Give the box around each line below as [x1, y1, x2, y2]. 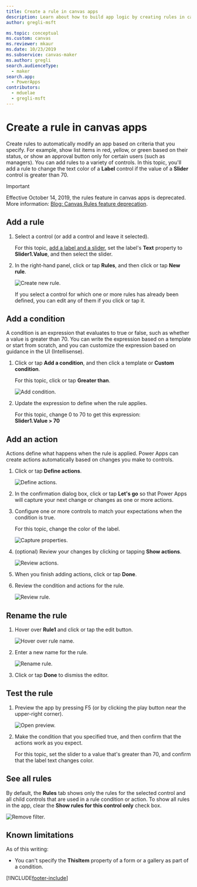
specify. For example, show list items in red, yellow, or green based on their [6, 146, 188, 153]
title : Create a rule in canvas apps [6, 8, 98, 15]
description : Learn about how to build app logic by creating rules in [6, 14, 185, 20]
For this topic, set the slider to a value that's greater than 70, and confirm [14, 750, 191, 757]
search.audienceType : [6, 63, 59, 69]
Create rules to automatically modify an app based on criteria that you [6, 140, 175, 147]
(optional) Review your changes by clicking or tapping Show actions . [14, 548, 182, 555]
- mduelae [11, 90, 35, 96]
